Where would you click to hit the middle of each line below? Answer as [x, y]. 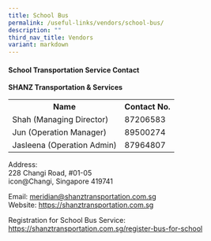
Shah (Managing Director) [60, 120]
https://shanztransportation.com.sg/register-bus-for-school [105, 228]
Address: [23, 165]
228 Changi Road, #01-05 [50, 173]
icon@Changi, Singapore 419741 [60, 181]
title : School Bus [38, 15]
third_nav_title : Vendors [51, 37]
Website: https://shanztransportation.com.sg [81, 205]
